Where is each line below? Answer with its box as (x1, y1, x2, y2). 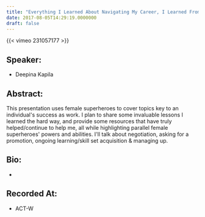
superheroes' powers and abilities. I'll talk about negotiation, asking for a (6, 130, 189, 138)
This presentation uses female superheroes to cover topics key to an (6, 105, 179, 112)
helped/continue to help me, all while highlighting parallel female (6, 124, 168, 131)
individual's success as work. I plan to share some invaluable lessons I (6, 111, 184, 118)
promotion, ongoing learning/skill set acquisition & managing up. (6, 137, 168, 144)
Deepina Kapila (15, 71, 54, 78)
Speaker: (6, 54, 41, 65)
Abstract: (6, 88, 43, 99)
